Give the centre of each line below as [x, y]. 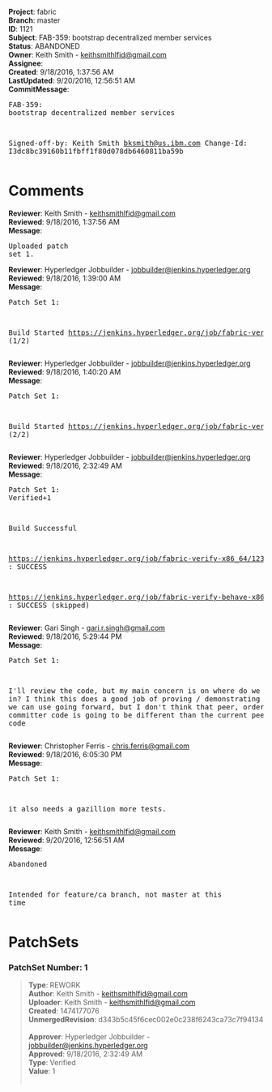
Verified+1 [30, 497]
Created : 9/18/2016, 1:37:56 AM [61, 72]
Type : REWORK [54, 985]
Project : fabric [32, 12]
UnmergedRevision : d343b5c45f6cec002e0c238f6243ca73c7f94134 [146, 1020]
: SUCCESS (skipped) [49, 605]
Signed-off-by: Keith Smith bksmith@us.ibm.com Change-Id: [128, 143]
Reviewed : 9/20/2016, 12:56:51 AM [67, 840]
